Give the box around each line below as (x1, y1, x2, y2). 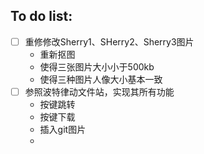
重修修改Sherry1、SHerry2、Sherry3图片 (24, 35, 195, 48)
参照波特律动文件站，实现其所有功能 (24, 85, 175, 98)
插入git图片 (39, 123, 87, 135)
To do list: (10, 8, 73, 25)
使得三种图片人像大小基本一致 (39, 73, 163, 85)
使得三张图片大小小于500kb (39, 60, 155, 73)
